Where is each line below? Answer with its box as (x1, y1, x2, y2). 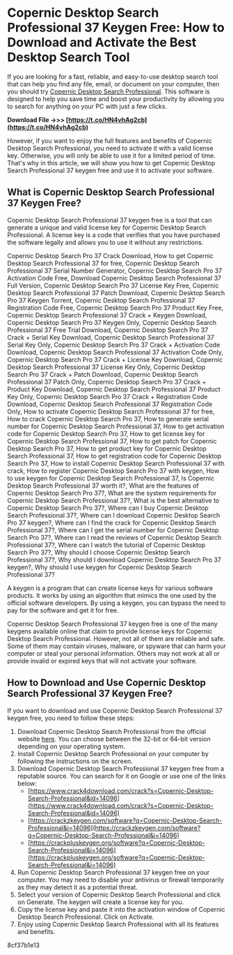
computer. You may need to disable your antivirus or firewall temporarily (17, 875, 225, 884)
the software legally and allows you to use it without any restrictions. (7, 238, 204, 246)
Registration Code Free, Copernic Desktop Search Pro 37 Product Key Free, (7, 303, 224, 312)
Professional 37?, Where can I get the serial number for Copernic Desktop (7, 525, 219, 534)
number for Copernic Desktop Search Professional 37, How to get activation (7, 422, 225, 430)
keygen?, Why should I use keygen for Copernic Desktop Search (7, 563, 193, 571)
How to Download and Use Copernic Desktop (7, 677, 207, 689)
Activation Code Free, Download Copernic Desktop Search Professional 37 (7, 273, 222, 282)
